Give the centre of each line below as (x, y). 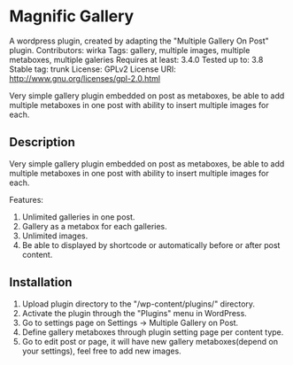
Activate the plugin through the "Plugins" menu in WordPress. (135, 313)
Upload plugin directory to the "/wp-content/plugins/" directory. (138, 304)
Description (42, 142)
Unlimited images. (55, 236)
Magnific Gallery (72, 16)
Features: (27, 199)
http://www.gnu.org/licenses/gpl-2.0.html (85, 78)
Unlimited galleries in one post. (78, 217)
